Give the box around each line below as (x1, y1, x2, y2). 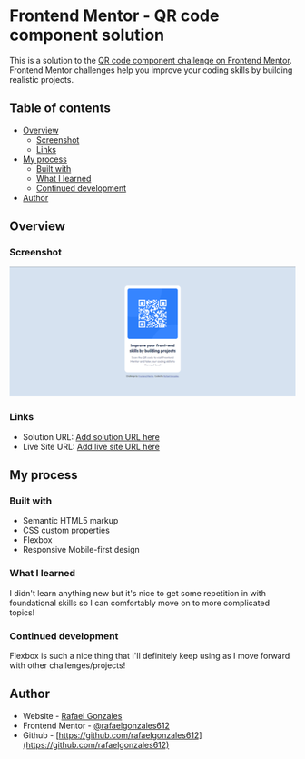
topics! (9, 606, 35, 618)
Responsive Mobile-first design (22, 544, 140, 555)
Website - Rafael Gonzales (22, 710, 123, 721)
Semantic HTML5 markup (22, 515, 119, 526)
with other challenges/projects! (9, 660, 126, 671)
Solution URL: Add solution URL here (22, 431, 161, 442)
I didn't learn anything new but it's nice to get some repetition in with (9, 587, 266, 598)
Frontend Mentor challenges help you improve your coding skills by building (9, 65, 293, 75)
